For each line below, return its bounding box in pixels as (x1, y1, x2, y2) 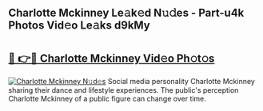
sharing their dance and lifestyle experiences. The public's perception (8, 86, 239, 94)
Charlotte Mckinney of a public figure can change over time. (8, 94, 206, 103)
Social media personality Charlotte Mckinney (107, 77, 256, 86)
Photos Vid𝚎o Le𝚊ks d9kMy (8, 19, 150, 33)
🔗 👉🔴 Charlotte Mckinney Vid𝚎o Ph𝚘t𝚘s (8, 52, 215, 65)
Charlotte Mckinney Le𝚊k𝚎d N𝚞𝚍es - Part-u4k (8, 6, 245, 20)
